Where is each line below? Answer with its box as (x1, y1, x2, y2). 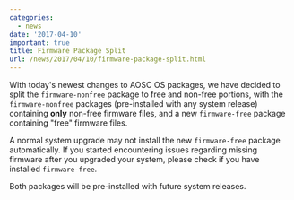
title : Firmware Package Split (9, 47, 126, 56)
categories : (9, 13, 54, 22)
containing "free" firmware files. (9, 117, 128, 128)
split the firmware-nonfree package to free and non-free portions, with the (9, 89, 284, 100)
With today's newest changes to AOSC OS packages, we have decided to (9, 80, 281, 90)
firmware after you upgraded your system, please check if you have (9, 154, 260, 164)
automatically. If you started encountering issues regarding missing (9, 144, 258, 155)
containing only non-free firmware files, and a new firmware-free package (9, 109, 286, 118)
